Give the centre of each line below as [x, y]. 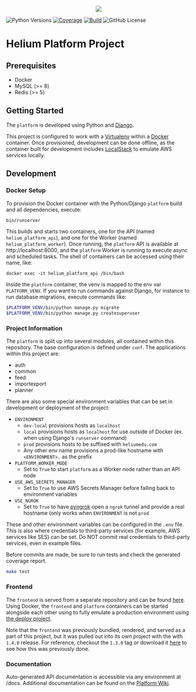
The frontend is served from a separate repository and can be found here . [96, 600]
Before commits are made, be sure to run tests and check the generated [93, 555]
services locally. [26, 155]
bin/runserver [23, 220]
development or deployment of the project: [58, 408]
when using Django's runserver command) [75, 438]
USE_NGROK [27, 501]
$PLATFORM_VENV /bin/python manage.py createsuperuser [73, 313]
